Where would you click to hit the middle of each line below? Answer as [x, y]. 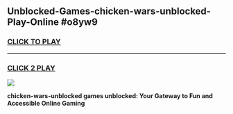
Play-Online [33, 22]
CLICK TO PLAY [34, 42]
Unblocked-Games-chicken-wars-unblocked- [109, 11]
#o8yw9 [79, 22]
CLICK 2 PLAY [31, 68]
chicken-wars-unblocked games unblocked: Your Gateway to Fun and [110, 95]
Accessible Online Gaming [46, 103]
